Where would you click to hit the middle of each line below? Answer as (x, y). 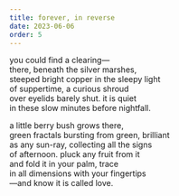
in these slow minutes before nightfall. (80, 108)
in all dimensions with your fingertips (78, 173)
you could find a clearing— (60, 61)
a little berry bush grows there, (67, 126)
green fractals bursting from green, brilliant (89, 135)
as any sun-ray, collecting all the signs (81, 145)
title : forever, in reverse (62, 18)
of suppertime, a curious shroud (69, 89)
